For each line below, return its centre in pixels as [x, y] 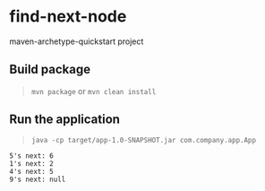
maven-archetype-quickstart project [77, 41]
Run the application [65, 120]
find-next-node [68, 17]
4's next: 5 [31, 171]
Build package [50, 69]
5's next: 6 [31, 156]
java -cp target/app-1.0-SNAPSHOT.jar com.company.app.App [144, 140]
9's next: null [38, 179]
